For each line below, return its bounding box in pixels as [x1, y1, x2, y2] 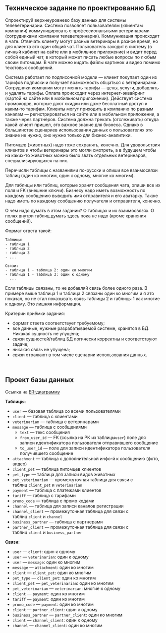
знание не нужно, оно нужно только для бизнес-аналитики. [5, 132, 132, 138]
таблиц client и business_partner [12, 529, 83, 535]
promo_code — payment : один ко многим [12, 601, 94, 607]
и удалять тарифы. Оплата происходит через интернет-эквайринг [5, 90, 145, 96]
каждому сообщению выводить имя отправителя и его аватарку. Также [5, 192, 158, 198]
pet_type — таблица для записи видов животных [12, 471, 115, 477]
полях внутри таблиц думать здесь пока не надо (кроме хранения [5, 213, 146, 219]
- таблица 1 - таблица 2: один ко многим [5, 267, 92, 272]
